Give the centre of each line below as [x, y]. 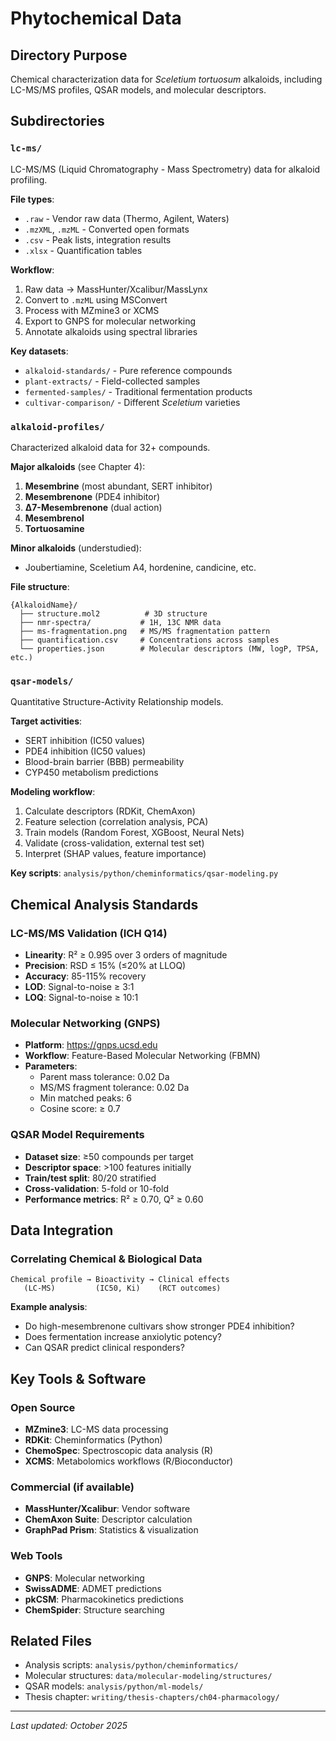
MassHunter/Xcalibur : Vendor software [107, 1509]
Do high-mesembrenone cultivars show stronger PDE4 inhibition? [159, 1326]
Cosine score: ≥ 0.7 [80, 1109]
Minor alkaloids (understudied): [76, 548]
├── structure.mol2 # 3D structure [113, 613]
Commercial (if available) [72, 1487]
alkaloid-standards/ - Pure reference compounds [128, 370]
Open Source [43, 1407]
